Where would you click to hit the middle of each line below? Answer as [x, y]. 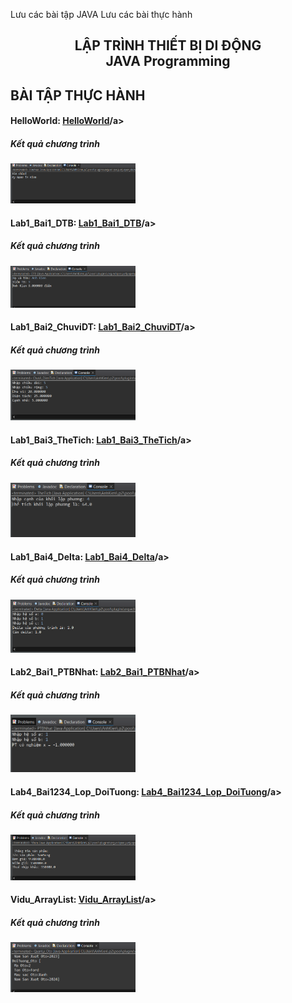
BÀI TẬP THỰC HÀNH [78, 95]
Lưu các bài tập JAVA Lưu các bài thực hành [101, 14]
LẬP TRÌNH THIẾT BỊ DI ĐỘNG [168, 45]
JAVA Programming [168, 61]
